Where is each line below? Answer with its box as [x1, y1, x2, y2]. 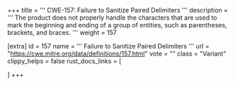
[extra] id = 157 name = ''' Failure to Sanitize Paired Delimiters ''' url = [7, 42, 210, 50]
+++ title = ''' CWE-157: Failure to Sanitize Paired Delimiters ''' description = [7, 6, 229, 14]
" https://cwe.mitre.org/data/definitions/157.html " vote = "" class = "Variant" [7, 49, 227, 58]
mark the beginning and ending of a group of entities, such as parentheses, [7, 21, 228, 29]
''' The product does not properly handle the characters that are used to [7, 13, 217, 22]
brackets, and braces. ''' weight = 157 [7, 28, 117, 37]
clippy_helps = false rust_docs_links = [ [7, 57, 122, 65]
